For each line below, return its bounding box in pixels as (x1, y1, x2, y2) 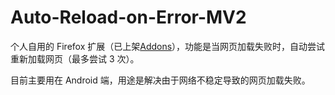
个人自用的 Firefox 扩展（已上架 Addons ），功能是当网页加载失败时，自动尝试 (10, 40, 326, 52)
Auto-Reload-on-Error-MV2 (10, 6, 247, 29)
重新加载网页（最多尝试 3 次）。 (10, 52, 140, 65)
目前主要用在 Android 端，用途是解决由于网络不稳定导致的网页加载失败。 (10, 74, 311, 86)
